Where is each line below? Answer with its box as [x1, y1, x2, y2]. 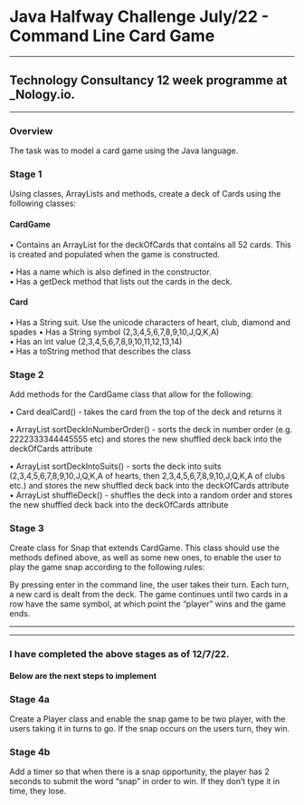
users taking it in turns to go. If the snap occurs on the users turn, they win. [9, 723, 290, 734]
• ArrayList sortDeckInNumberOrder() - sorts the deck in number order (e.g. [9, 424, 293, 435]
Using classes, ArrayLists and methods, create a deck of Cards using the [9, 189, 281, 199]
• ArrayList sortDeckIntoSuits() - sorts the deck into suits [9, 461, 222, 472]
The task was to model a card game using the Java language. [9, 145, 239, 156]
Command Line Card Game [9, 25, 215, 46]
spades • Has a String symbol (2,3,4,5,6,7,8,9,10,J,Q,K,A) [9, 326, 220, 337]
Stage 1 [9, 168, 43, 180]
